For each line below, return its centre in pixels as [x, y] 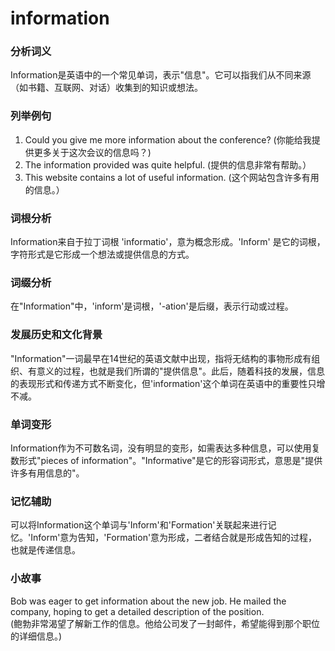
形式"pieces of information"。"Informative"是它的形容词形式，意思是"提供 [170, 460]
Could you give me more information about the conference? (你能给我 [168, 139]
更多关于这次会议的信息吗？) [92, 152]
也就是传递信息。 [45, 550]
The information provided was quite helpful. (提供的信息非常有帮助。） [168, 164]
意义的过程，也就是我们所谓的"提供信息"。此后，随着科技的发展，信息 [181, 371]
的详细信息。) [36, 636]
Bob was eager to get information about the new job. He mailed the [148, 601]
